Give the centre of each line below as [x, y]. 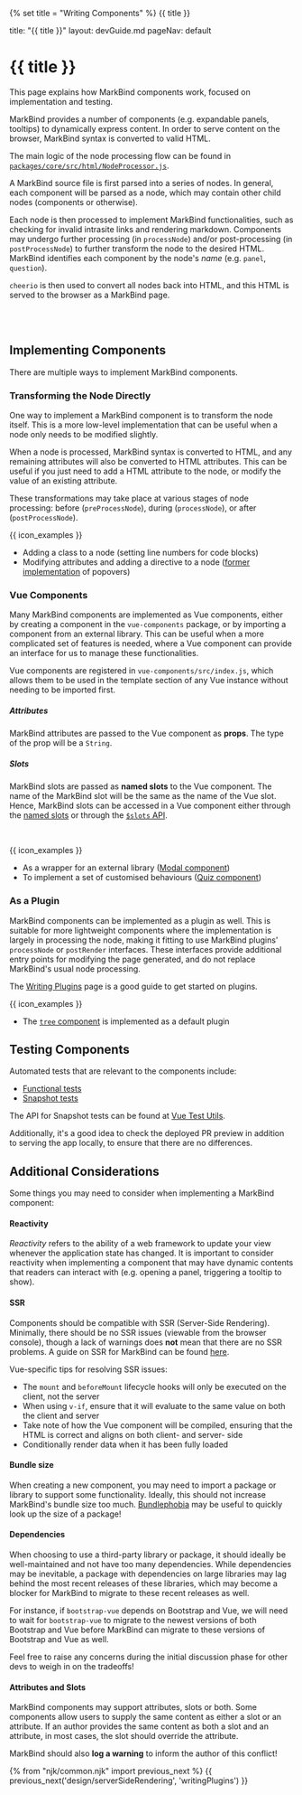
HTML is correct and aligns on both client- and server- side [133, 1434]
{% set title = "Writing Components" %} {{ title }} [100, 13]
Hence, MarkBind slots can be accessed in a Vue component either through [150, 806]
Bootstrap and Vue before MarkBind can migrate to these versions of [137, 1630]
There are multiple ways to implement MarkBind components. [124, 372]
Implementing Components [88, 350]
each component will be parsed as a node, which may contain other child [145, 193]
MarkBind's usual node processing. [75, 968]
